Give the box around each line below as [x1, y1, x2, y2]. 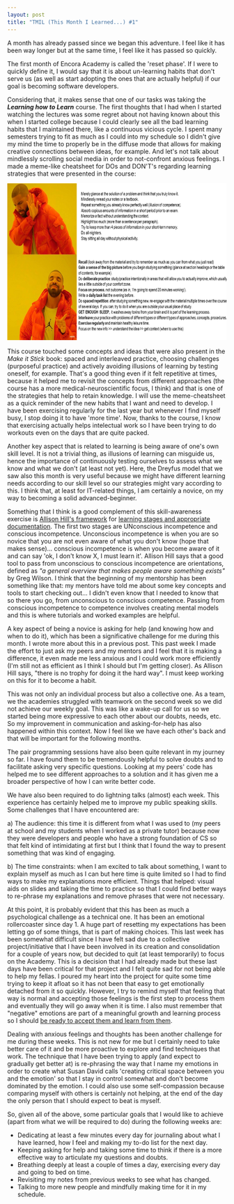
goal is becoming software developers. [7, 82, 119, 90]
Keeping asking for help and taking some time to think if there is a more [17, 1145, 223, 1154]
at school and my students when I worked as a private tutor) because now [7, 826, 220, 835]
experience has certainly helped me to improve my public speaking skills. [7, 798, 218, 806]
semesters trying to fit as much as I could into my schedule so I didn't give [7, 132, 221, 141]
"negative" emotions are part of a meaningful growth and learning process [7, 1009, 221, 1017]
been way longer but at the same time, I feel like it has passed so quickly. [7, 46, 217, 54]
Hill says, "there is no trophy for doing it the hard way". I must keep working [7, 669, 224, 677]
